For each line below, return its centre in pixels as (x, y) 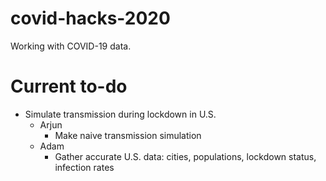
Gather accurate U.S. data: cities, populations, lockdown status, (185, 156)
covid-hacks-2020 (90, 18)
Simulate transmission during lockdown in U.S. (120, 114)
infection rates (84, 167)
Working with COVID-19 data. (71, 46)
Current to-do (69, 86)
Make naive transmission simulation (128, 135)
